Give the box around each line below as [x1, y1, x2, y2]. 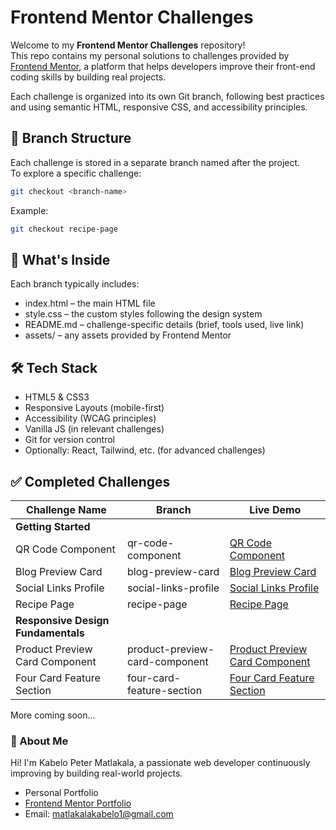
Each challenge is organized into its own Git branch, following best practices [10, 90, 325, 102]
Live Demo [249, 502, 302, 516]
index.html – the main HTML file [24, 297, 156, 310]
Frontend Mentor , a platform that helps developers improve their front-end [10, 60, 316, 72]
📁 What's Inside [10, 251, 111, 268]
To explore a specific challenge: [10, 167, 142, 179]
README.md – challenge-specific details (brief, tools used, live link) [24, 319, 305, 331]
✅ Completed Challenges [10, 473, 171, 490]
